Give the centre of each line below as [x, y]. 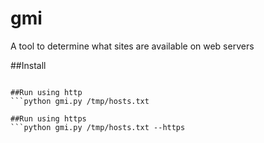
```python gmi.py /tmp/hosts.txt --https [98, 127]
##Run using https [48, 118]
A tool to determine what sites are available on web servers [132, 46]
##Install [28, 65]
